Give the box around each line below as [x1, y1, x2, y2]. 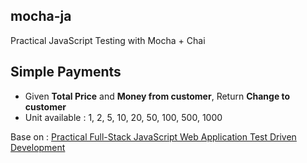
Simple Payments [10, 64, 122, 81]
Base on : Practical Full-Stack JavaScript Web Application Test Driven [10, 130, 297, 143]
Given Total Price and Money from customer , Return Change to [24, 90, 291, 102]
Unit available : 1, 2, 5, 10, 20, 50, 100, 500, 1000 [24, 111, 223, 123]
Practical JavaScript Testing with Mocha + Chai [10, 34, 206, 46]
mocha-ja [10, 8, 72, 25]
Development [10, 141, 66, 153]
